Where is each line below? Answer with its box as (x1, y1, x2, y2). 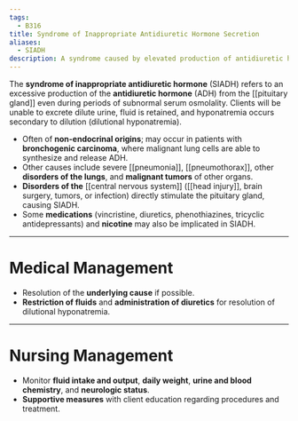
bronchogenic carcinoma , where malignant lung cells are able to (21, 143, 261, 154)
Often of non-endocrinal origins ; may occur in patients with (21, 134, 242, 144)
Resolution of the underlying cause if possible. (21, 287, 195, 298)
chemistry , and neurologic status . (21, 384, 150, 395)
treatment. (21, 403, 60, 414)
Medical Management (9, 258, 174, 278)
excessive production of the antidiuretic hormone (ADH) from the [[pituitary (9, 88, 288, 99)
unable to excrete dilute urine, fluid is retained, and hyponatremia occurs (9, 107, 275, 117)
